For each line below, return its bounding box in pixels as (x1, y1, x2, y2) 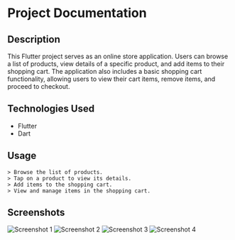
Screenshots (7, 207, 65, 219)
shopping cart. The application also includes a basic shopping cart (7, 67, 202, 75)
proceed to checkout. (7, 82, 70, 90)
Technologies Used (7, 103, 94, 115)
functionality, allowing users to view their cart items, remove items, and (7, 75, 216, 83)
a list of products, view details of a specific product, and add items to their (7, 60, 225, 68)
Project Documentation (7, 5, 147, 21)
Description (7, 33, 60, 45)
